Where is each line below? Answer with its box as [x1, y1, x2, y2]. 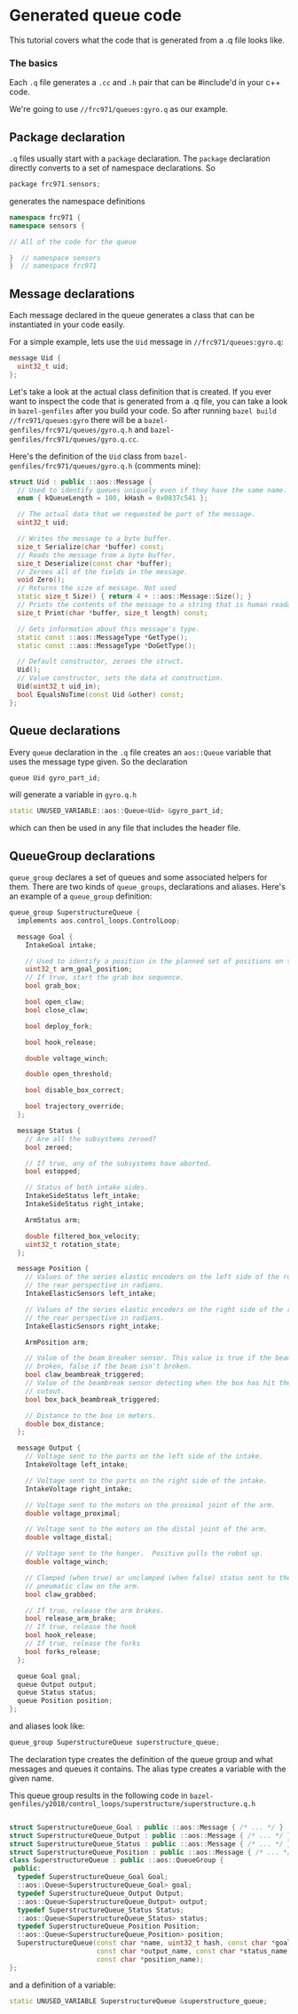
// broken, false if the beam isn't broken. [25, 1362, 192, 1371]
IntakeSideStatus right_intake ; [25, 1200, 145, 1209]
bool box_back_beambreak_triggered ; [25, 1395, 161, 1404]
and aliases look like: [9, 1721, 86, 1731]
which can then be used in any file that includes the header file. [9, 823, 241, 834]
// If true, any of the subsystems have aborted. [25, 1159, 213, 1168]
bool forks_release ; [25, 1647, 101, 1656]
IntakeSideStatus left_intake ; [25, 1192, 141, 1201]
